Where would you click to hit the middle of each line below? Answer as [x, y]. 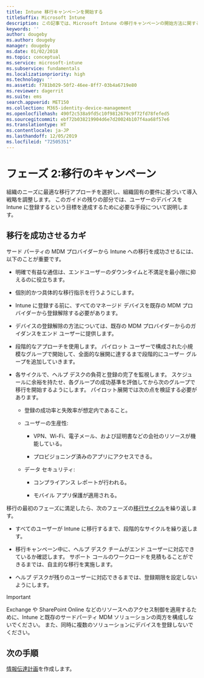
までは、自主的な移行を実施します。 [71, 564]
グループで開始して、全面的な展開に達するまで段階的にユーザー [105, 354]
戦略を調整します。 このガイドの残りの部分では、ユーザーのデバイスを [94, 199]
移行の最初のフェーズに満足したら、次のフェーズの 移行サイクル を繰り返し [99, 508]
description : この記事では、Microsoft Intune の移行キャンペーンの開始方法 [94, 23]
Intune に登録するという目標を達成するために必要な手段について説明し [95, 207]
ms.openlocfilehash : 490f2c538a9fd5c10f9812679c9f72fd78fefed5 [88, 114]
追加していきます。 [55, 361]
